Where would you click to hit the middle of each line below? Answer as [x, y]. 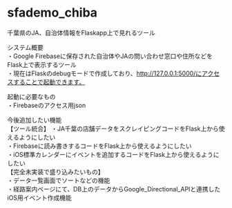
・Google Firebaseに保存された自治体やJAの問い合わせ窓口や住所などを [110, 56]
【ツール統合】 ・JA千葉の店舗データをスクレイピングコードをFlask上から [113, 129]
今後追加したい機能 [35, 120]
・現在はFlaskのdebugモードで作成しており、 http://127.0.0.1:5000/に [105, 73]
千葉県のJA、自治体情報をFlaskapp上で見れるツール [81, 32]
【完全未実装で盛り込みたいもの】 [56, 171]
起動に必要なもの [31, 96]
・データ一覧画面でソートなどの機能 [59, 180]
